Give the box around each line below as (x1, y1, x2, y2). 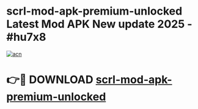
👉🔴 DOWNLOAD (6, 73, 94, 86)
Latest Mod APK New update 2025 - (6, 17, 193, 31)
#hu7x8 (6, 30, 46, 44)
